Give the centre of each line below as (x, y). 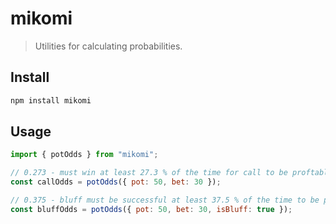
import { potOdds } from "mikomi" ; (84, 155)
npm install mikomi (51, 100)
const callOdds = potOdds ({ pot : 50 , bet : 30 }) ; (116, 182)
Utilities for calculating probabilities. (108, 46)
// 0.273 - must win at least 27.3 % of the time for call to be (149, 173)
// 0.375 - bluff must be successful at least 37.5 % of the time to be (165, 200)
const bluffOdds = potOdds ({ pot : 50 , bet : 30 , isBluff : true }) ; (151, 209)
